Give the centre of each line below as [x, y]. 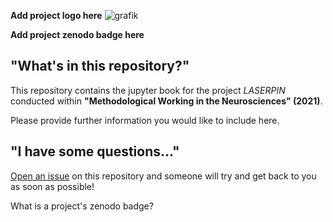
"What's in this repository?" [100, 66]
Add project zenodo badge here [77, 34]
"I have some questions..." [95, 151]
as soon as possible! [52, 186]
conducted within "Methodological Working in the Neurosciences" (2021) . [166, 101]
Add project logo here [56, 15]
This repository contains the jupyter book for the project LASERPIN [148, 90]
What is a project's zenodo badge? [82, 206]
